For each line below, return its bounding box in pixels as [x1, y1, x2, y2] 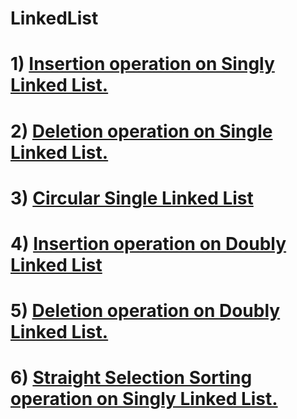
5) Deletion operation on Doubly [10, 300, 281, 322]
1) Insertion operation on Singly [10, 53, 275, 76]
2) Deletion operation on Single [10, 120, 273, 142]
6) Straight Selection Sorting [10, 367, 253, 389]
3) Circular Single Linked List [10, 187, 254, 209]
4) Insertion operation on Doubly [10, 232, 287, 255]
